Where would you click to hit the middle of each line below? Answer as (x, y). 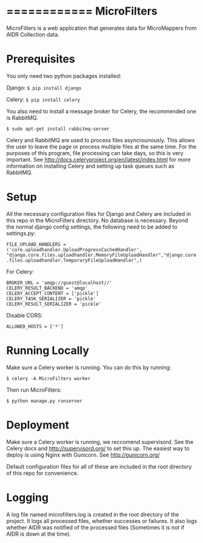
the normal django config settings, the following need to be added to (92, 227)
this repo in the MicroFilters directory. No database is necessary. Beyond (97, 220)
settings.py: (21, 233)
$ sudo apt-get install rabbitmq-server (58, 129)
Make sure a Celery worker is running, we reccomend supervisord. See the (100, 441)
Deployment (38, 425)
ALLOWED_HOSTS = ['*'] (35, 327)
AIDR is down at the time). (39, 534)
